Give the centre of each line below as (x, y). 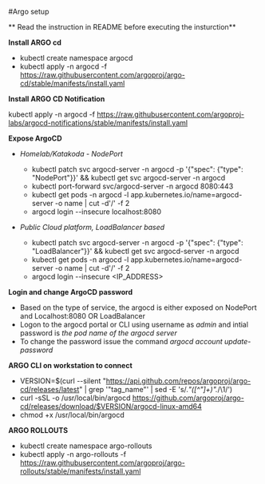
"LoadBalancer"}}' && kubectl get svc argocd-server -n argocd (135, 251)
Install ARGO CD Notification (57, 99)
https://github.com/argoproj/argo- (188, 398)
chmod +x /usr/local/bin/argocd (72, 415)
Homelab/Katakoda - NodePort (71, 154)
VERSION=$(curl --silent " (63, 381)
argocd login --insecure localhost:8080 (97, 212)
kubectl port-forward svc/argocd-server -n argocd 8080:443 (132, 186)
